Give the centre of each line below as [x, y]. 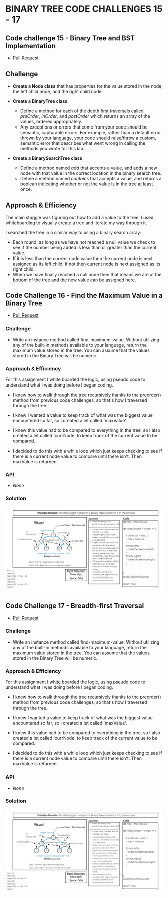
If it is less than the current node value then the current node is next [82, 258]
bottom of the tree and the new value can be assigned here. [74, 280]
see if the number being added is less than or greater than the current [85, 247]
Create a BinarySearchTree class [47, 158]
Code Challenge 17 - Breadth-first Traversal [75, 606]
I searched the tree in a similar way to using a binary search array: [73, 232]
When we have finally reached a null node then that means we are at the [87, 274]
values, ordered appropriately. [51, 121]
